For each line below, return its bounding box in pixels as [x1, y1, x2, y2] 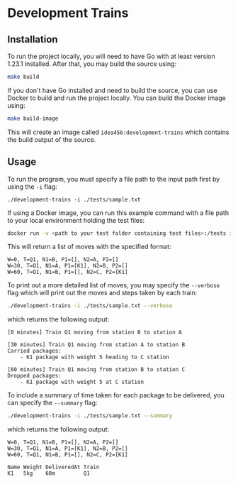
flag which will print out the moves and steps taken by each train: [7, 289, 198, 297]
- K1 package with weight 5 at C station [20, 378, 144, 386]
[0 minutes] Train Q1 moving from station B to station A [7, 329, 182, 336]
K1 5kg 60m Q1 [7, 470, 91, 477]
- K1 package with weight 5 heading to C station [20, 353, 170, 361]
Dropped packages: [7, 373, 62, 380]
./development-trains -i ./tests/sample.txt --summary [7, 412, 173, 419]
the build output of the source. [7, 135, 96, 143]
